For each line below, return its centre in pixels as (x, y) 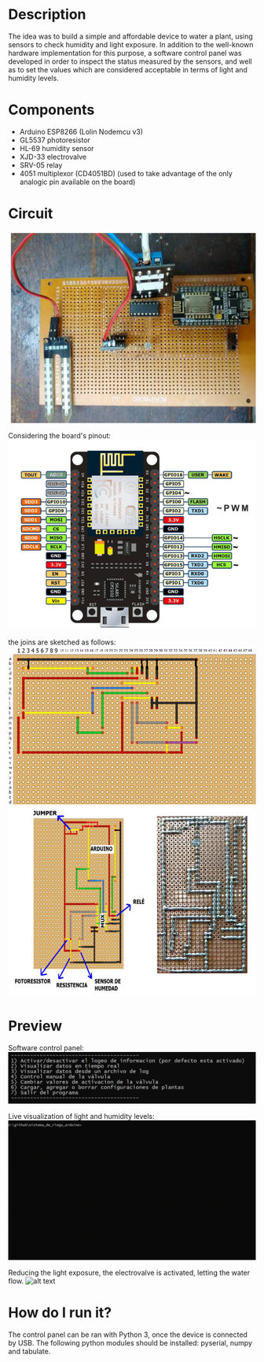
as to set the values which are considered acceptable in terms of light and (128, 69)
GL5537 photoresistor (55, 140)
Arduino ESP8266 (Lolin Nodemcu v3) (81, 131)
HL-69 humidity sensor (57, 148)
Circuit (31, 214)
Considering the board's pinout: (60, 436)
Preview (35, 1026)
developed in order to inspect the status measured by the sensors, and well (130, 61)
